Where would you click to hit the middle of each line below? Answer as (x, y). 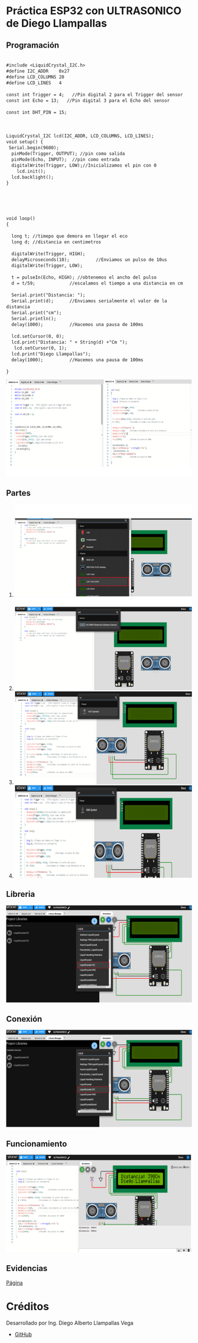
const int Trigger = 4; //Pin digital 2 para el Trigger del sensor (95, 95)
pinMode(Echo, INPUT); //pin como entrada (65, 160)
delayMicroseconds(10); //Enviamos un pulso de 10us (89, 260)
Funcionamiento (37, 1144)
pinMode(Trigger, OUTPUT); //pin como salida (68, 154)
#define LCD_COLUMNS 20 (35, 77)
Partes (19, 493)
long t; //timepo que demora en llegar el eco (70, 236)
